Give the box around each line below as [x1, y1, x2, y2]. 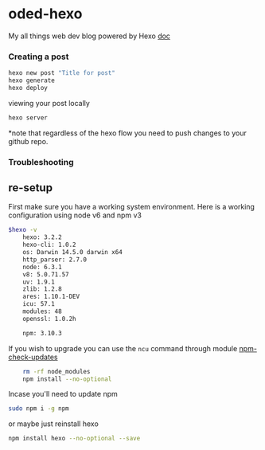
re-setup [8, 181, 53, 195]
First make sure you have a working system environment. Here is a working [8, 202, 255, 212]
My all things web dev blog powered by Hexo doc [8, 31, 171, 41]
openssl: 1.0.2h [22, 315, 77, 323]
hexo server [8, 113, 48, 122]
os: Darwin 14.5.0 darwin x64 [22, 248, 123, 256]
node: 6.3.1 [22, 263, 62, 271]
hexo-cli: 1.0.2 [22, 241, 77, 249]
